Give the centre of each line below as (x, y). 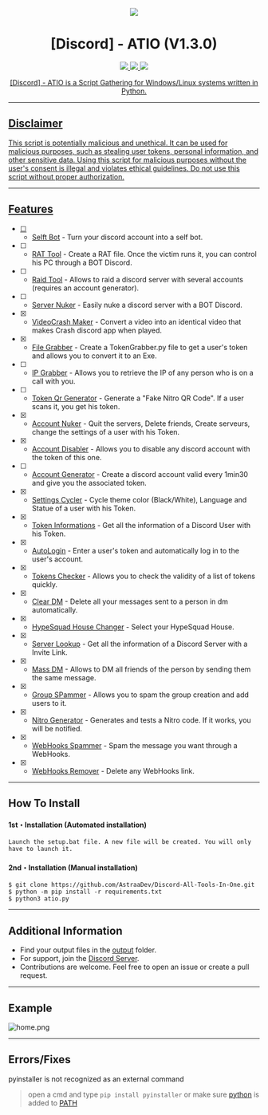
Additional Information (65, 930)
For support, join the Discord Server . (79, 959)
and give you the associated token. (89, 483)
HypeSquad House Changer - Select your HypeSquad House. (133, 627)
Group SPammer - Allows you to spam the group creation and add (140, 695)
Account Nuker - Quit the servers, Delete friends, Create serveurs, (141, 424)
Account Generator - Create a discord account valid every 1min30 (140, 474)
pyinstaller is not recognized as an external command (97, 1079)
